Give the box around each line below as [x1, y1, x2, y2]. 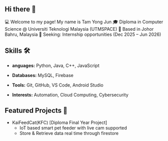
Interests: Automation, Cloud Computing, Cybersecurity [12, 92, 129, 98]
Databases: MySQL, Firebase [12, 72, 74, 78]
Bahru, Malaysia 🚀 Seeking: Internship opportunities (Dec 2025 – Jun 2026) [5, 31, 161, 37]
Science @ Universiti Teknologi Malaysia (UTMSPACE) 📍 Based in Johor [5, 26, 154, 32]
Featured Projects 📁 [5, 106, 68, 115]
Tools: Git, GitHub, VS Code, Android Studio [12, 82, 104, 88]
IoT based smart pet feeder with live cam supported [19, 125, 127, 131]
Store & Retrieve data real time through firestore [19, 130, 119, 136]
